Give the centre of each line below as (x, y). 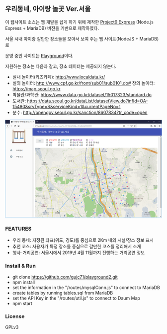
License (15, 316)
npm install (24, 282)
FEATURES (18, 229)
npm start (22, 303)
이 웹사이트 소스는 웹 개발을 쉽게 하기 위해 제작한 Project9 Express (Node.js (80, 22)
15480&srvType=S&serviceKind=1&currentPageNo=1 (66, 106)
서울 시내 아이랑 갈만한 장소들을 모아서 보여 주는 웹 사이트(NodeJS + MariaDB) (82, 38)
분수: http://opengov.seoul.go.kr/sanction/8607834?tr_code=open (80, 112)
